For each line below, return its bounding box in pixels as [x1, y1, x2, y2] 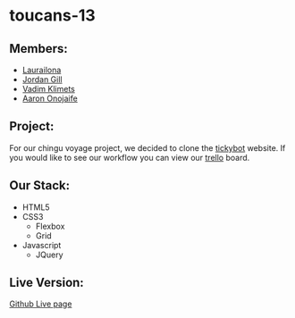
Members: [9, 41, 69, 56]
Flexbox [35, 221, 65, 231]
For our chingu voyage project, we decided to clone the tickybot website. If [9, 142, 286, 153]
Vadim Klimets [21, 84, 76, 94]
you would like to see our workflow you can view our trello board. [9, 152, 250, 163]
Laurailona [21, 64, 62, 75]
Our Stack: [9, 178, 71, 193]
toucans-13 [9, 5, 96, 26]
